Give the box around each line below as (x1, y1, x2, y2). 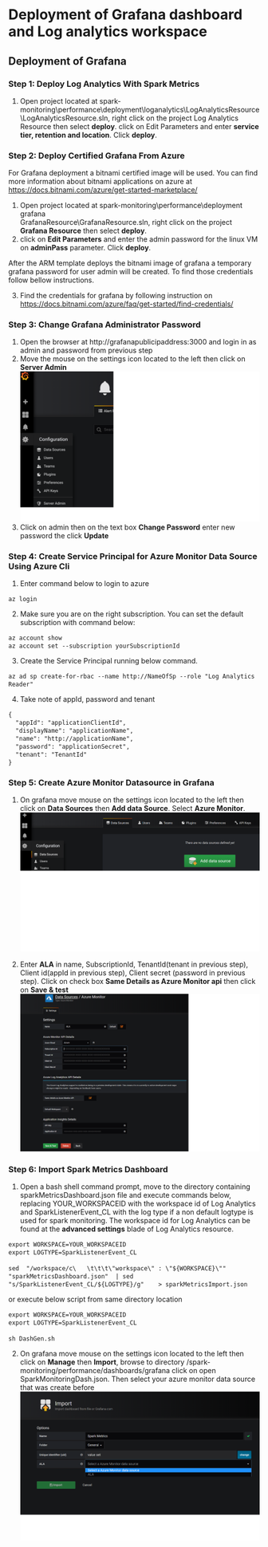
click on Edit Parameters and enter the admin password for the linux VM (19, 234, 258, 244)
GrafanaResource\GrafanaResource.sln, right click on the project (19, 218, 233, 227)
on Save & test (19, 985, 69, 994)
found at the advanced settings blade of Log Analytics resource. (19, 1224, 234, 1234)
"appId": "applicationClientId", (15, 718, 127, 726)
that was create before (19, 1382, 95, 1392)
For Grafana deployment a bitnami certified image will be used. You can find (8, 168, 258, 178)
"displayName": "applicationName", (15, 726, 134, 734)
